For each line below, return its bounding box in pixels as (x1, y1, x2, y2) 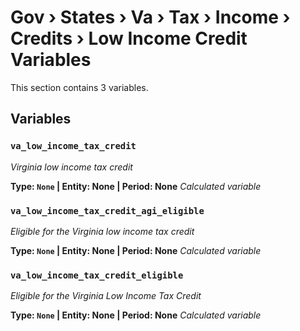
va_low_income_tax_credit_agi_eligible (10, 205, 205, 216)
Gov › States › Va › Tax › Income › (10, 6, 291, 29)
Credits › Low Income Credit (10, 27, 248, 50)
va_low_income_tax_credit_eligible (10, 269, 184, 281)
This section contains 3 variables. (10, 81, 149, 93)
